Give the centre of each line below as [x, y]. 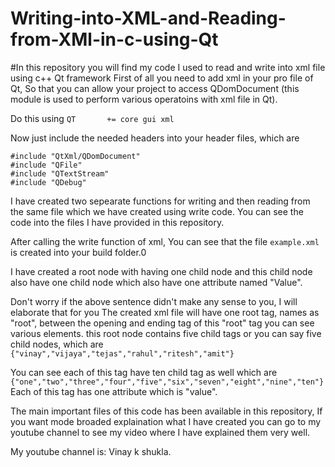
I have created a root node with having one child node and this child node [161, 271]
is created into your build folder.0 [78, 252]
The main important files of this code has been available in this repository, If [166, 411]
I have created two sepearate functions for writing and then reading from [160, 201]
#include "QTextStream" [60, 173]
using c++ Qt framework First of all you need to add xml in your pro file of [162, 78]
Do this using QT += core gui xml [92, 118]
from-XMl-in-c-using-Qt [114, 39]
